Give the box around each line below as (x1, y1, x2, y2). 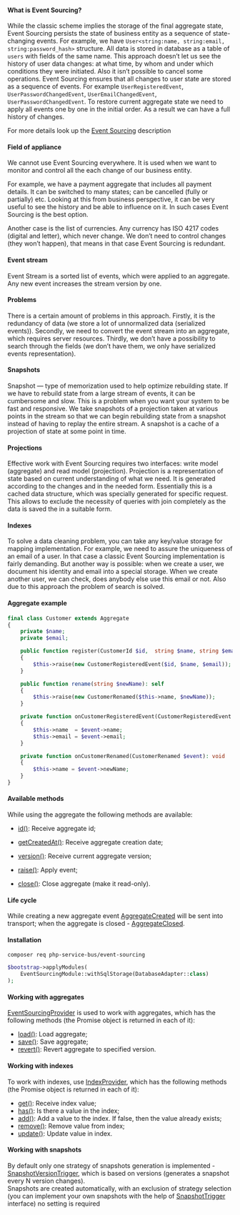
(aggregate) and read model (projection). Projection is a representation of (7, 467, 224, 475)
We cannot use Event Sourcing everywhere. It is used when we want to (7, 158, 217, 167)
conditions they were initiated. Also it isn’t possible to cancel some (7, 67, 204, 76)
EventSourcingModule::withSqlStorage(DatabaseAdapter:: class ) (20, 971, 209, 978)
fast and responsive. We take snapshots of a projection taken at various (7, 404, 219, 413)
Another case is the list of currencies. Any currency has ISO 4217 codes (7, 224, 219, 233)
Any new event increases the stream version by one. (7, 279, 162, 288)
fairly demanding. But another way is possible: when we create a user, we (7, 560, 224, 568)
